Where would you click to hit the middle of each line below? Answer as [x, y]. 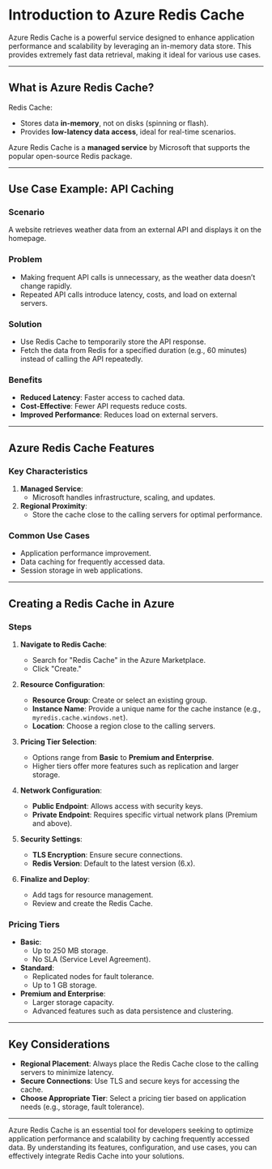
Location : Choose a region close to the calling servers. [124, 726]
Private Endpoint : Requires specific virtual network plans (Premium [144, 814]
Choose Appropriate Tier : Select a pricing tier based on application [133, 1098]
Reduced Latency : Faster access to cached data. [102, 398]
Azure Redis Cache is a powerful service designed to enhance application [132, 37]
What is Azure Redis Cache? [81, 88]
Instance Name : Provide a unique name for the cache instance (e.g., [147, 709]
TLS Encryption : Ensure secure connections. [107, 855]
